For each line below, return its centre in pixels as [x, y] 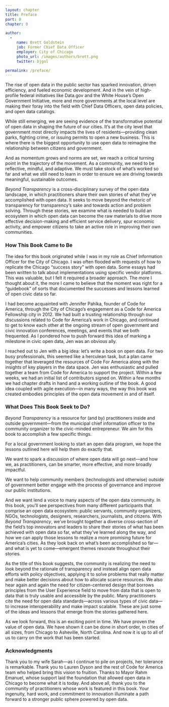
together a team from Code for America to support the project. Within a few [84, 372]
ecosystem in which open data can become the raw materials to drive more [84, 216]
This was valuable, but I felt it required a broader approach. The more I [79, 278]
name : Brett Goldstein [40, 43]
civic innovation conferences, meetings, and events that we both [72, 330]
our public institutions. [28, 490]
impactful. [16, 470]
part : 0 [13, 19]
